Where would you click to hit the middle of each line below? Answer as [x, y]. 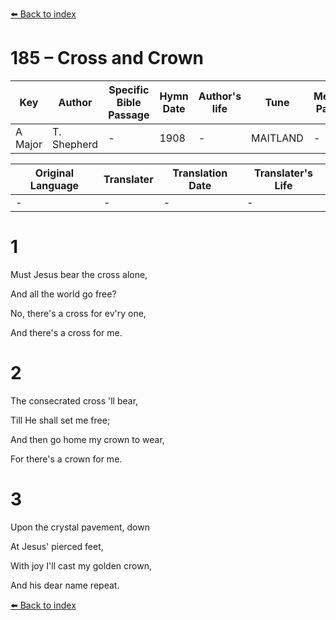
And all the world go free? [63, 294]
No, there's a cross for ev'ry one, [78, 313]
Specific [129, 90]
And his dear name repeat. [65, 585]
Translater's [283, 173]
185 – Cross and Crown [107, 58]
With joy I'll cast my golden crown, [81, 565]
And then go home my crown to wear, [87, 439]
